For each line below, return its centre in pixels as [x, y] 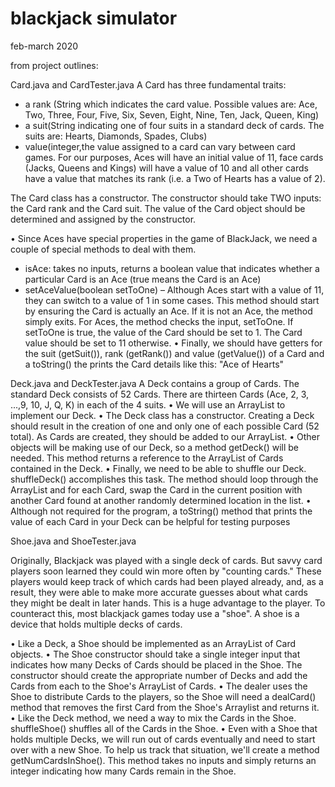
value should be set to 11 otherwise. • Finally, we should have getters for [173, 343]
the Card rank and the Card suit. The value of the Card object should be [158, 208]
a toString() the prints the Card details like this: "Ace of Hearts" [154, 364]
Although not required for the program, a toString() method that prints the [161, 511]
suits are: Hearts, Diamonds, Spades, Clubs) [116, 136]
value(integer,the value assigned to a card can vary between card [160, 146]
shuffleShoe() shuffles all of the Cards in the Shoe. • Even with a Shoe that [164, 728]
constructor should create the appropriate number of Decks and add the [159, 675]
